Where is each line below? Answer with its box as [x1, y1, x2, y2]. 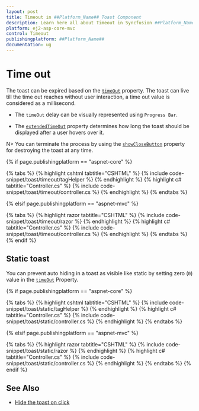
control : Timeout [6, 31, 49, 37]
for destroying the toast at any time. [6, 146, 94, 154]
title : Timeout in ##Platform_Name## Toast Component [6, 14, 142, 20]
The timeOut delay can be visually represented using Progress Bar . [14, 111, 178, 118]
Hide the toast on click [14, 399, 70, 406]
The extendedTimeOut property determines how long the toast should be [14, 122, 190, 129]
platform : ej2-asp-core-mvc [6, 25, 76, 31]
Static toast [6, 254, 50, 264]
